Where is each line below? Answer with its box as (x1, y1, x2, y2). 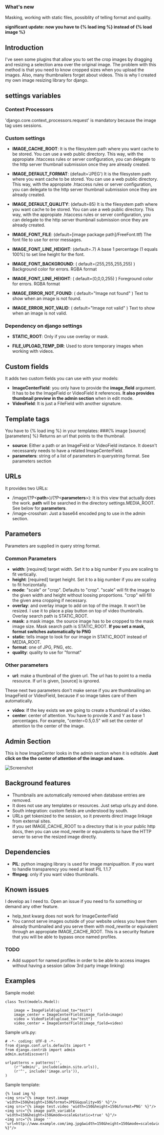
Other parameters (5, 661, 49, 668)
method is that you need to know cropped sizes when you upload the (5, 67, 144, 73)
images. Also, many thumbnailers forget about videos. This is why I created (5, 72, 157, 78)
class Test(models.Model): (5, 999, 60, 1004)
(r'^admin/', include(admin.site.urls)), (14, 1064, 99, 1069)
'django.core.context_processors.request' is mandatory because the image (5, 117, 156, 123)
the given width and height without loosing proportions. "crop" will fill (12, 592, 152, 598)
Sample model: (5, 990, 35, 995)
